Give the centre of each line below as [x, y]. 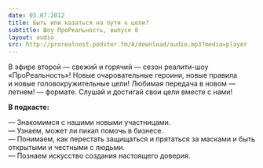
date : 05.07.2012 [37, 15]
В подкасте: [29, 108]
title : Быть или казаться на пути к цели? [79, 23]
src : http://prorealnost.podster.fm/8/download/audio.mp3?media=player [128, 45]
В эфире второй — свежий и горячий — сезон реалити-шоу [108, 67]
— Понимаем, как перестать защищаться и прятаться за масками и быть [132, 139]
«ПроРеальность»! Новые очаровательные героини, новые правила [123, 75]
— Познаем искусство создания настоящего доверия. [99, 156]
